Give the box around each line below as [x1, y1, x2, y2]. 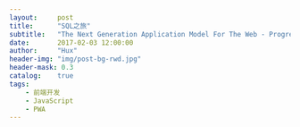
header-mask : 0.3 [9, 63, 74, 72]
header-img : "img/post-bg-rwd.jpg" [9, 55, 142, 63]
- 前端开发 [25, 88, 61, 97]
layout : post [9, 13, 74, 22]
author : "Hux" [9, 47, 78, 55]
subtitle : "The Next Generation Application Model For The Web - [9, 30, 266, 38]
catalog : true [9, 72, 74, 80]
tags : [9, 80, 29, 89]
